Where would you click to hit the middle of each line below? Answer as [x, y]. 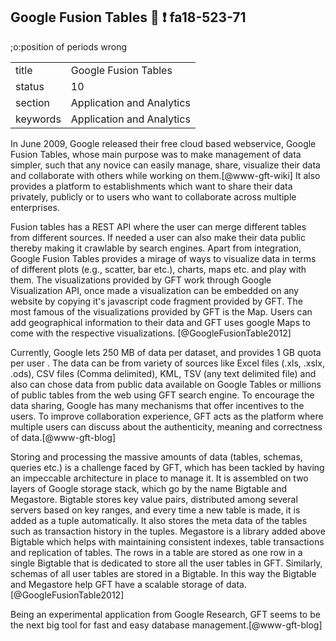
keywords [38, 119]
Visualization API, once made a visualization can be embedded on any [155, 290]
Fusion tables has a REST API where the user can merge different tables [158, 226]
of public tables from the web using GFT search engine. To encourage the [162, 395]
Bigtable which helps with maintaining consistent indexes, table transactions [167, 541]
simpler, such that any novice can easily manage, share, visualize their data [165, 165]
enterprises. [35, 207]
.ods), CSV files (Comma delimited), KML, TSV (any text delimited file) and [163, 373]
